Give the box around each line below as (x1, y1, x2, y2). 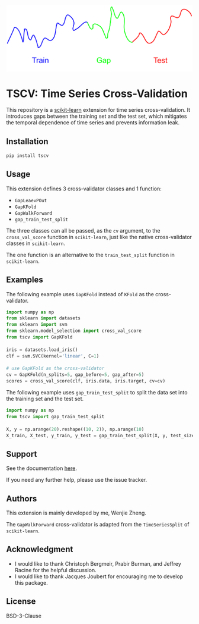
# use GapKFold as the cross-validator (6, 365, 105, 372)
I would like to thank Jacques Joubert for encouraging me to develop (14, 573, 184, 580)
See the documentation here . (6, 465, 77, 472)
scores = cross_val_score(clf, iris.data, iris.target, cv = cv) (6, 378, 166, 384)
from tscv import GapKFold (6, 334, 73, 340)
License (6, 597, 36, 607)
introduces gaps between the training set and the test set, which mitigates (6, 112, 187, 120)
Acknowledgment (6, 544, 73, 554)
